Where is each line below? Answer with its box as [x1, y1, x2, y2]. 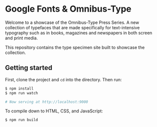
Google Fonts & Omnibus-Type [5, 3, 132, 15]
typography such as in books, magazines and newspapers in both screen [5, 30, 153, 36]
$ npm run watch [5, 91, 38, 95]
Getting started [5, 64, 53, 72]
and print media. [5, 35, 38, 41]
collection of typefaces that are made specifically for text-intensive [5, 24, 140, 30]
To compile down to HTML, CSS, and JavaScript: [5, 108, 103, 114]
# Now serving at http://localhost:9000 [5, 99, 89, 104]
